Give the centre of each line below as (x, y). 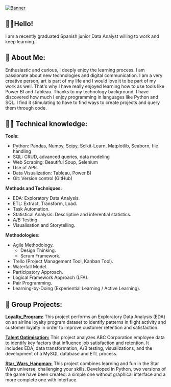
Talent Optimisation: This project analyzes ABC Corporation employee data (85, 338)
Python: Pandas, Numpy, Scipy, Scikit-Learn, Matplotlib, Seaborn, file (85, 146)
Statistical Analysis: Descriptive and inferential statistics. (72, 215)
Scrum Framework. (40, 256)
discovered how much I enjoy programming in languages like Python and (82, 97)
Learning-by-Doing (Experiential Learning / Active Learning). (76, 289)
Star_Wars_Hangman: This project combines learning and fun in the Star (82, 364)
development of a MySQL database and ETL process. (62, 354)
